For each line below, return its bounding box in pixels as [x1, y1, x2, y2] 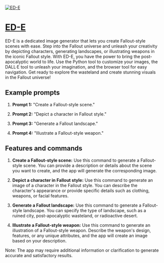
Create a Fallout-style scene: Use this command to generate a [12, 157, 140, 163]
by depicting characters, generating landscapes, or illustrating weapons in [5, 48, 155, 54]
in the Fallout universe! [5, 74, 51, 80]
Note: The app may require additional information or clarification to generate [5, 247, 159, 253]
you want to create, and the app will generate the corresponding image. [12, 167, 157, 173]
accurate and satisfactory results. [5, 252, 73, 258]
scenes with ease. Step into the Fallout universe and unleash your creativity [5, 43, 158, 49]
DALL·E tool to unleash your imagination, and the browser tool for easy [5, 64, 147, 70]
